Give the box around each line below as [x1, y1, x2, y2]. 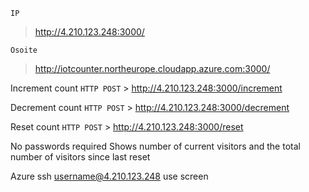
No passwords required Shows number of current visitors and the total [10, 140, 301, 152]
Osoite [10, 45, 38, 55]
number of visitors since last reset [10, 151, 151, 163]
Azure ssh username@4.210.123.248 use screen [10, 170, 209, 182]
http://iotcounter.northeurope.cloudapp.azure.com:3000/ [34, 63, 271, 74]
